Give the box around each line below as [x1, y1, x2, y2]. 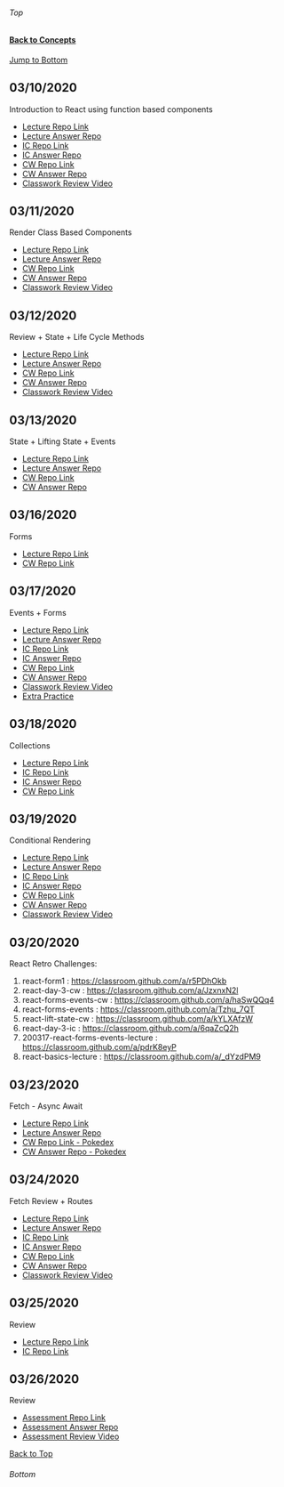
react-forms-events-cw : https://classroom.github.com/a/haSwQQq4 [21, 995, 275, 1006]
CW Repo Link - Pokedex [21, 1136, 114, 1147]
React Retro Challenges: [9, 958, 98, 969]
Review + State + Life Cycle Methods [9, 332, 145, 343]
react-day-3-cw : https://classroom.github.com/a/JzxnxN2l [21, 985, 239, 996]
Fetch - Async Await [9, 1100, 83, 1111]
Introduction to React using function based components [9, 103, 213, 115]
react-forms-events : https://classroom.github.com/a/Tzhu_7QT [21, 1004, 256, 1014]
